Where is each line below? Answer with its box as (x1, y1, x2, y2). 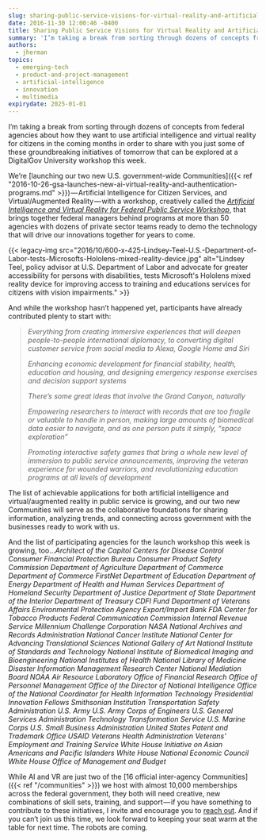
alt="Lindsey (203, 254, 245, 264)
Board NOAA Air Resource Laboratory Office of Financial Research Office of (8, 672, 258, 682)
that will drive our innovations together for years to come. (8, 230, 196, 240)
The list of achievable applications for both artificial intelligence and (8, 488, 230, 498)
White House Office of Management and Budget (8, 757, 166, 766)
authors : (8, 41, 37, 49)
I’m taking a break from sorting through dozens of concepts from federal (8, 122, 245, 132)
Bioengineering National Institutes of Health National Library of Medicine (8, 656, 247, 665)
